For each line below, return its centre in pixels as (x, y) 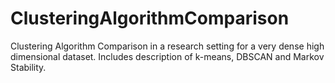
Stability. (28, 67)
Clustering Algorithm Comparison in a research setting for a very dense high (167, 46)
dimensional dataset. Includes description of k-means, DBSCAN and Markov (167, 56)
